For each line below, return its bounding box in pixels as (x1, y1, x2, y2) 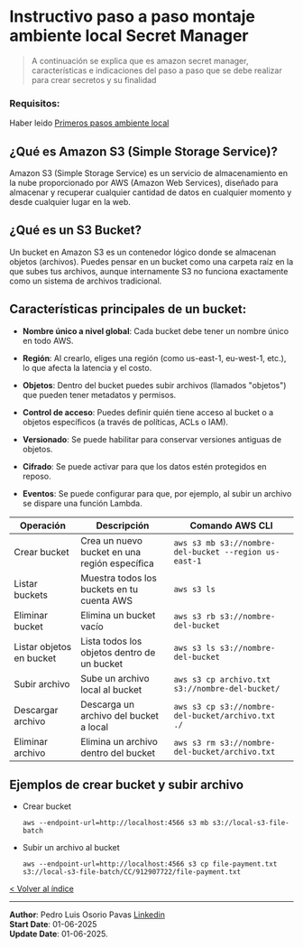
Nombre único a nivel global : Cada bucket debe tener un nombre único (22, 325, 289, 336)
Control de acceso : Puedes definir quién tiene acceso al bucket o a (22, 406, 274, 417)
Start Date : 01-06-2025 (9, 919, 97, 930)
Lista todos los (80, 635, 142, 647)
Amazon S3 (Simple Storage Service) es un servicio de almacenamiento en (9, 168, 289, 179)
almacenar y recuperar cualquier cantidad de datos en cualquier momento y (9, 187, 292, 198)
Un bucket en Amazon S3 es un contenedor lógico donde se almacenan (9, 246, 277, 257)
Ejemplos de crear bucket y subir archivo (9, 777, 244, 793)
